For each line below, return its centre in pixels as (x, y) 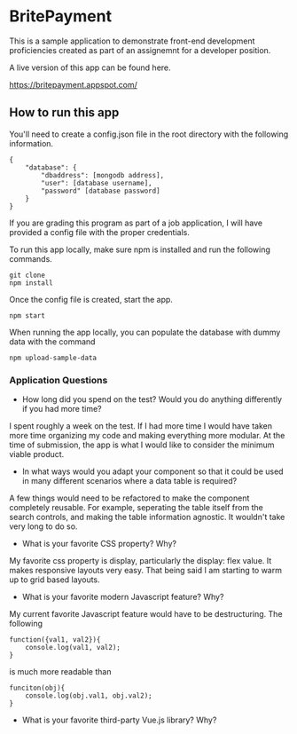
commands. (31, 258)
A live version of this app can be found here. (90, 67)
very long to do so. (43, 526)
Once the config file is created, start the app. (91, 299)
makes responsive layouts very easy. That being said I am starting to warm (145, 571)
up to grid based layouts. (55, 580)
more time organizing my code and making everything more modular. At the (147, 436)
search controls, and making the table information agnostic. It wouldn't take (147, 517)
